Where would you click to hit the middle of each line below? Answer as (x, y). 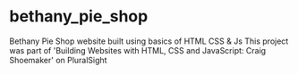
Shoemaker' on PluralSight (58, 60)
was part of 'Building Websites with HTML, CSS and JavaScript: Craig (138, 50)
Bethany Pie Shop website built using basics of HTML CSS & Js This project (149, 41)
